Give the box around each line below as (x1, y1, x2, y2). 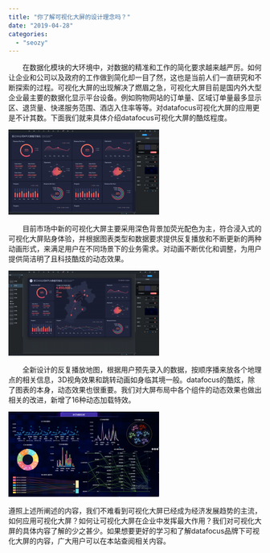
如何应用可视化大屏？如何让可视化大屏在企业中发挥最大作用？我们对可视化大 (8, 516, 262, 526)
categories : (8, 30, 48, 38)
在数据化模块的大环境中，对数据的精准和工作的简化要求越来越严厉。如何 (22, 63, 262, 73)
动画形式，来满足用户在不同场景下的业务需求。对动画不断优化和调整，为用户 (8, 244, 262, 254)
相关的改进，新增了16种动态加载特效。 (8, 395, 136, 405)
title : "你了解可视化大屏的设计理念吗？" (8, 13, 131, 21)
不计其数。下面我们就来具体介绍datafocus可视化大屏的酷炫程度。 (14, 113, 231, 123)
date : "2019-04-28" (8, 21, 74, 30)
